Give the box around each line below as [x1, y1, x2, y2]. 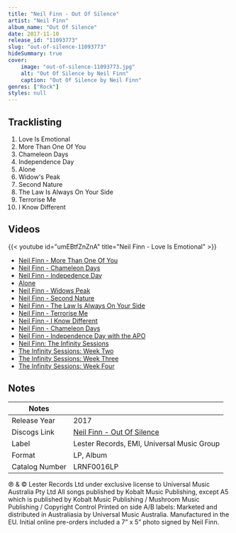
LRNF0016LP [73, 461, 119, 471]
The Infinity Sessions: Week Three [18, 354, 119, 362]
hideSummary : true [8, 50, 62, 58]
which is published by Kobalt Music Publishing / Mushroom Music [8, 495, 201, 503]
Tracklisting [8, 116, 62, 128]
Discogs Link [11, 427, 55, 437]
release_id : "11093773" [8, 37, 79, 44]
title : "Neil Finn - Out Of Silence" [8, 10, 120, 18]
